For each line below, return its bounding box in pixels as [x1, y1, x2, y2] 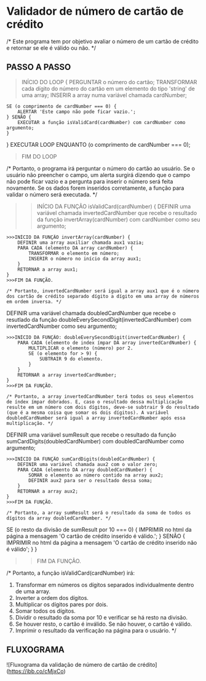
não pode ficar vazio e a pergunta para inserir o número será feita [6, 177, 173, 185]
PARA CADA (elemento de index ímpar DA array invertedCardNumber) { [17, 340, 197, 346]
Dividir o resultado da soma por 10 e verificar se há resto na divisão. [15, 613, 188, 621]
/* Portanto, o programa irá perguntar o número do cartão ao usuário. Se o [6, 165, 196, 172]
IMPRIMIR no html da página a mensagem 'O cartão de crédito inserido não [6, 539, 197, 546]
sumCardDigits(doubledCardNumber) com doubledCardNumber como [6, 437, 184, 445]
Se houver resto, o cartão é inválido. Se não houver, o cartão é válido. [15, 620, 192, 628]
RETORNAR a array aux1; [17, 266, 79, 273]
